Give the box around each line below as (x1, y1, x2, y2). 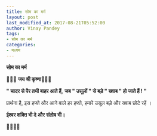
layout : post (6, 14, 39, 20)
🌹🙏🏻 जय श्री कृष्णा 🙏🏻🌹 (6, 75, 52, 83)
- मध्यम (6, 48, 21, 53)
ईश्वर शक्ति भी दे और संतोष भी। (6, 111, 66, 118)
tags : (6, 31, 20, 37)
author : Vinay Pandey (6, 25, 60, 31)
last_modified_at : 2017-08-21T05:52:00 (6, 20, 106, 26)
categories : (6, 42, 36, 48)
